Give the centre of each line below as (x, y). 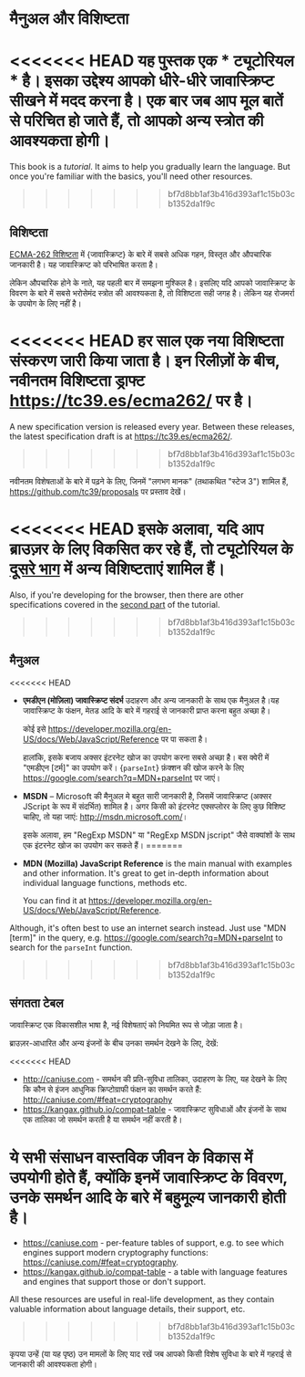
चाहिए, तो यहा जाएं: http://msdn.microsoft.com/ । (105, 817)
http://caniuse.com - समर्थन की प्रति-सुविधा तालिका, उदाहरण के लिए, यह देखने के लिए (154, 1080)
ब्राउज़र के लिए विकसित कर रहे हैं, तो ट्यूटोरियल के (151, 549)
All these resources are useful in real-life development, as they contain (142, 1299)
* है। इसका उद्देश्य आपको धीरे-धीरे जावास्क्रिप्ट (142, 81)
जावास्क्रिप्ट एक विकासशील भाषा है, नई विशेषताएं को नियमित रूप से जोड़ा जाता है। (126, 1025)
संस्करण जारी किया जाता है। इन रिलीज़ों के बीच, (145, 361)
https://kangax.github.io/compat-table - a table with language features (155, 1272)
